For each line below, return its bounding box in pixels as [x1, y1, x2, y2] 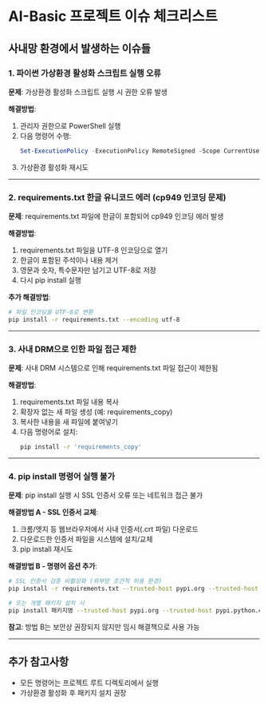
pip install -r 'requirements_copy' [19, 443, 142, 451]
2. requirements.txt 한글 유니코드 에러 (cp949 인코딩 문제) [8, 192, 227, 203]
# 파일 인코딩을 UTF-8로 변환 [8, 308, 94, 316]
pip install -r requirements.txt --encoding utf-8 [8, 315, 180, 323]
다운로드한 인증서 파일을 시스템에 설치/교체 [19, 534, 153, 544]
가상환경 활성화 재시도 [19, 162, 89, 172]
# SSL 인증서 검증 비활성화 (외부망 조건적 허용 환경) [8, 577, 163, 585]
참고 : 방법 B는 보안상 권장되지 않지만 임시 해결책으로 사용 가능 [8, 622, 200, 632]
